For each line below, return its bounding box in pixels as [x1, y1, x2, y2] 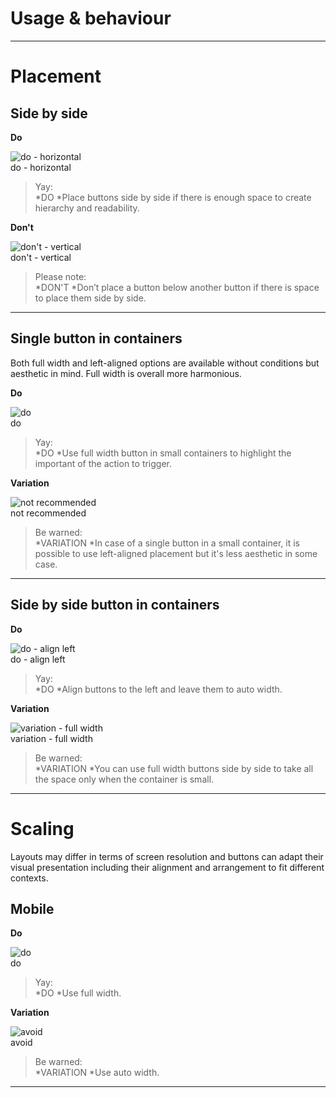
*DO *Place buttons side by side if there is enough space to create [34, 191, 312, 203]
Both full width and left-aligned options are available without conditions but [10, 357, 320, 369]
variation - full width [10, 732, 93, 744]
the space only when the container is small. [34, 773, 215, 785]
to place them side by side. [34, 292, 147, 304]
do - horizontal [10, 161, 72, 173]
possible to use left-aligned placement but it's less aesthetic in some [34, 547, 318, 559]
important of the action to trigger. [34, 457, 173, 469]
